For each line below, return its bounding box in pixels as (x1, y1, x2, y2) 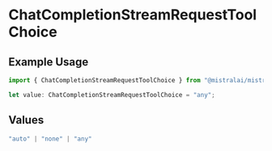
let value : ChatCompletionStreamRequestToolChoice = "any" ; (8, 90, 216, 99)
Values (8, 113, 45, 127)
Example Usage (8, 55, 89, 69)
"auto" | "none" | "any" (8, 135, 92, 143)
